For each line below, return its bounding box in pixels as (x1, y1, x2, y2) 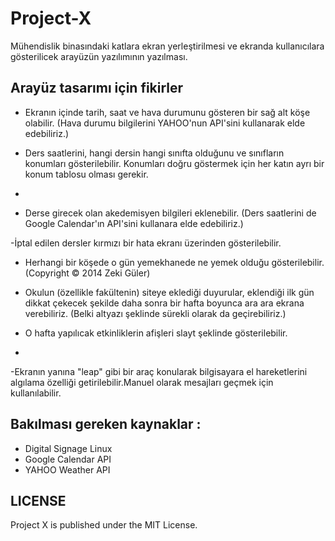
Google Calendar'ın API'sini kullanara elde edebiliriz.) (24, 217, 244, 229)
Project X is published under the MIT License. (10, 519, 198, 531)
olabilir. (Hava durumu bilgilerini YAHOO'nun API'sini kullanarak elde (24, 117, 306, 129)
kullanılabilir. (10, 387, 62, 399)
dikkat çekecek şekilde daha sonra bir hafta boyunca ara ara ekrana (24, 297, 305, 309)
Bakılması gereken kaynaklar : (10, 416, 202, 433)
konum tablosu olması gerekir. (24, 168, 149, 180)
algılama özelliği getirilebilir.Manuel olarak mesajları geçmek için (10, 376, 274, 388)
